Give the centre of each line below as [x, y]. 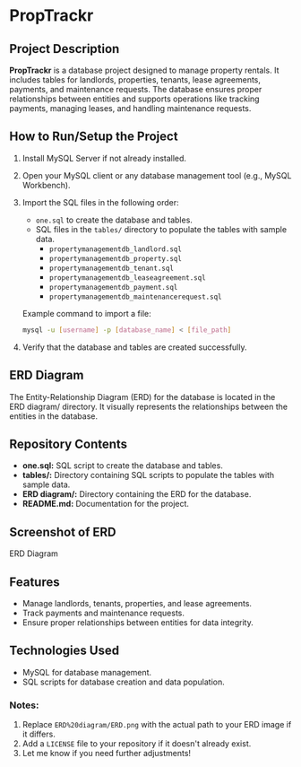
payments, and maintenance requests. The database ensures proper [136, 89]
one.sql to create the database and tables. [114, 220]
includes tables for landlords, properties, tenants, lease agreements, [135, 80]
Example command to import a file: [86, 313]
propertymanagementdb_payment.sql [113, 287]
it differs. [39, 734]
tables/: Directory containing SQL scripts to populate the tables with [148, 475]
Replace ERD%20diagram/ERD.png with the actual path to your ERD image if [157, 725]
